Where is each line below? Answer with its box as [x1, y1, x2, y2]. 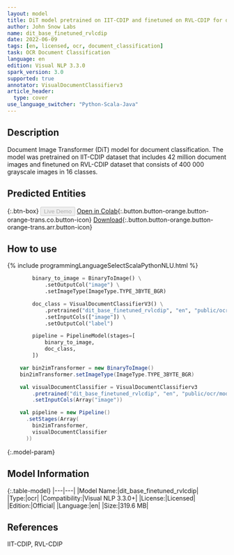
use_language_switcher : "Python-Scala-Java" [7, 101, 139, 108]
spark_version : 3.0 [7, 68, 64, 75]
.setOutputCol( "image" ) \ [44, 282, 120, 289]
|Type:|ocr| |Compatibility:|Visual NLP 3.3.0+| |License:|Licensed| [7, 494, 196, 502]
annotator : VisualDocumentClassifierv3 [7, 82, 123, 89]
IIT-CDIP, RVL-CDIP [7, 540, 63, 548]
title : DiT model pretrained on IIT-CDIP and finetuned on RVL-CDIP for [7, 17, 223, 24]
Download [93, 215, 123, 224]
